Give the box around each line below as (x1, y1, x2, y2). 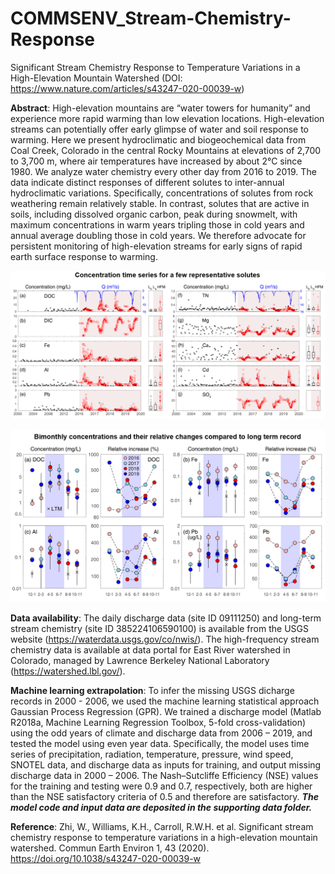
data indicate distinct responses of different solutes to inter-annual (10, 176, 285, 188)
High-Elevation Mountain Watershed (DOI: (10, 72, 183, 84)
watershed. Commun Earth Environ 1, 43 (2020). (10, 842, 210, 854)
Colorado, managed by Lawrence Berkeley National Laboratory (10, 654, 270, 666)
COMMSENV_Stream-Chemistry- (10, 7, 292, 30)
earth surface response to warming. (10, 250, 158, 262)
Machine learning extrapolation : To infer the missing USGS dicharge (10, 684, 295, 696)
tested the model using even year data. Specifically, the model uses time (10, 737, 310, 749)
